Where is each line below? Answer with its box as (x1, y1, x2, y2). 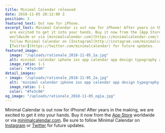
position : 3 (5, 16, 29, 21)
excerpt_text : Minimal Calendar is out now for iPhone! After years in (5, 25, 155, 30)
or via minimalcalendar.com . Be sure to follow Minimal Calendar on (5, 117, 140, 123)
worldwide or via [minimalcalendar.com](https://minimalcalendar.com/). (9, 35, 162, 40)
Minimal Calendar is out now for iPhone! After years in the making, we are (5, 107, 154, 113)
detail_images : (5, 71, 36, 76)
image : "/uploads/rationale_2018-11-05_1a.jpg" (9, 52, 109, 58)
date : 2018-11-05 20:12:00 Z (5, 12, 65, 17)
